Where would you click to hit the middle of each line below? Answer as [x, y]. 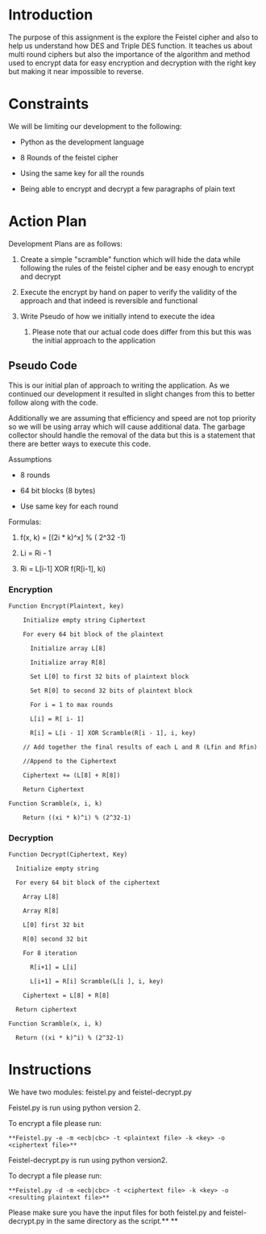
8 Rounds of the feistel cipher [69, 157]
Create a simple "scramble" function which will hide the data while [130, 259]
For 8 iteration [50, 954]
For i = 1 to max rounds [71, 704]
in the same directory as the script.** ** [112, 1221]
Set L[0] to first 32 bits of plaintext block [109, 676]
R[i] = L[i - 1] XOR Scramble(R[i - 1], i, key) [113, 733]
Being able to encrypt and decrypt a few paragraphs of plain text [127, 189]
